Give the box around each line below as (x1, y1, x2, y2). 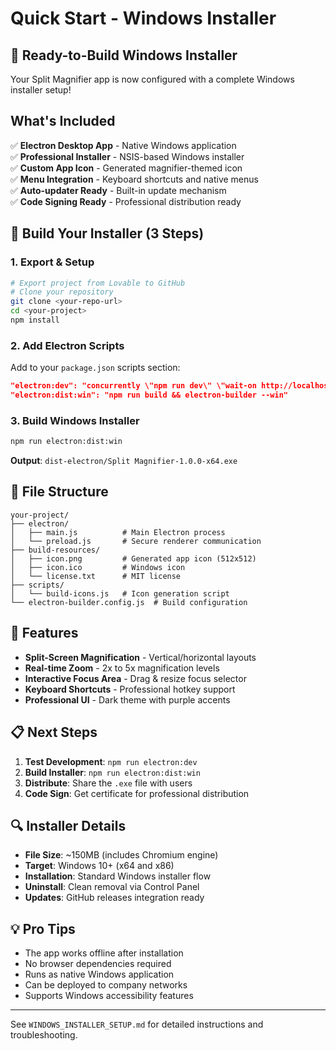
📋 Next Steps (10, 724, 98, 741)
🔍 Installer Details (10, 817, 127, 834)
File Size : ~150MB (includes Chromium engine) (24, 849, 219, 861)
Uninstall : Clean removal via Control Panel (24, 881, 200, 893)
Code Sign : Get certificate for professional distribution (24, 787, 250, 799)
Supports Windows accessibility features (24, 990, 194, 1002)
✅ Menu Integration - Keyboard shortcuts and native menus (10, 173, 259, 185)
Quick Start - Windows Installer (10, 7, 277, 30)
